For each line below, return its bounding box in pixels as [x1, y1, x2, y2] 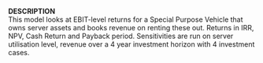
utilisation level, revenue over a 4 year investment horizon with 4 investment [8, 40, 255, 49]
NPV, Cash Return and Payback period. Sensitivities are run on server [8, 31, 234, 40]
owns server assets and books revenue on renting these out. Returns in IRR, [8, 23, 254, 32]
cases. [8, 48, 30, 57]
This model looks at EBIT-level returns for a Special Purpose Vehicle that [8, 15, 243, 24]
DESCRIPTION [8, 7, 56, 16]
